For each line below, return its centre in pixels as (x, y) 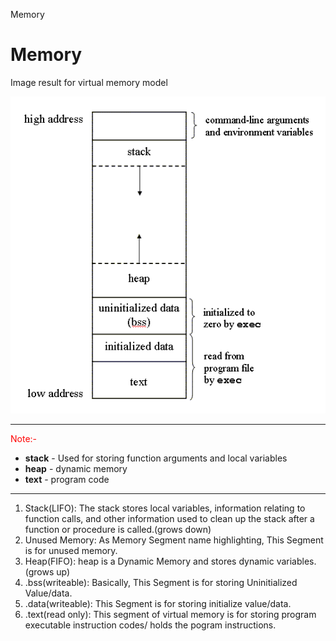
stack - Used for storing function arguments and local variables (156, 458)
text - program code (67, 479)
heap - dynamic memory (76, 468)
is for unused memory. (71, 550)
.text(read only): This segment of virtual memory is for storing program (170, 614)
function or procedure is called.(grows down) (118, 529)
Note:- (24, 438)
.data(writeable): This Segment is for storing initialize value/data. (158, 603)
